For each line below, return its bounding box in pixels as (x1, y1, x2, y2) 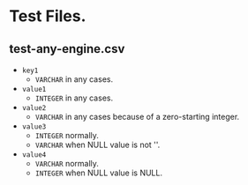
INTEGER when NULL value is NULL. (34, 167, 163, 178)
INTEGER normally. (34, 130, 100, 140)
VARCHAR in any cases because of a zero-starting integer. (34, 112, 240, 122)
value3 (21, 122, 47, 131)
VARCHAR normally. (34, 159, 100, 168)
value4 (21, 151, 47, 159)
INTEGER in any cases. (34, 92, 113, 103)
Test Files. (9, 6, 86, 26)
